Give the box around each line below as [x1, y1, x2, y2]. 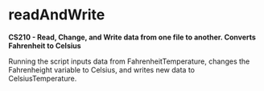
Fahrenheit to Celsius [8, 40, 82, 50]
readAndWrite [8, 6, 105, 24]
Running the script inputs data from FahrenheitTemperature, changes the [8, 56, 250, 66]
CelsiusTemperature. [8, 73, 77, 83]
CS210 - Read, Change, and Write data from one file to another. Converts [8, 32, 256, 42]
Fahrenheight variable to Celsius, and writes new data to [8, 64, 196, 74]
